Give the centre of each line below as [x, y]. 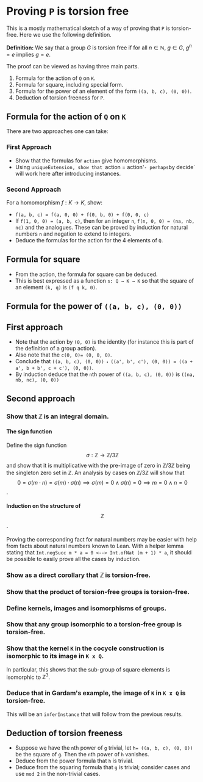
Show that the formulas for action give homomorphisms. [86, 161]
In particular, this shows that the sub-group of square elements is [88, 669]
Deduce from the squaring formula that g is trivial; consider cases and [103, 767]
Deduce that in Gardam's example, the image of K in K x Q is [96, 693]
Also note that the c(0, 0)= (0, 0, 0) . [63, 355]
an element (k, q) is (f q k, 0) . [56, 287]
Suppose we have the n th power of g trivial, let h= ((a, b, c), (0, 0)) [104, 748]
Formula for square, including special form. [69, 84]
